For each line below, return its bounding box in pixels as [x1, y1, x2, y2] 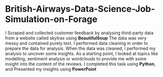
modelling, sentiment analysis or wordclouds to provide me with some [5, 56, 147, 61]
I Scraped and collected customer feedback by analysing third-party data [5, 30, 154, 36]
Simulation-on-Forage [5, 14, 98, 25]
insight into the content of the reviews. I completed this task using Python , [5, 61, 156, 67]
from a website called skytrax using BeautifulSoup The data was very [5, 35, 147, 41]
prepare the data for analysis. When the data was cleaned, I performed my [5, 45, 156, 51]
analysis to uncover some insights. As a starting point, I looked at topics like [5, 50, 158, 57]
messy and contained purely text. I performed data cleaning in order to [5, 40, 148, 46]
